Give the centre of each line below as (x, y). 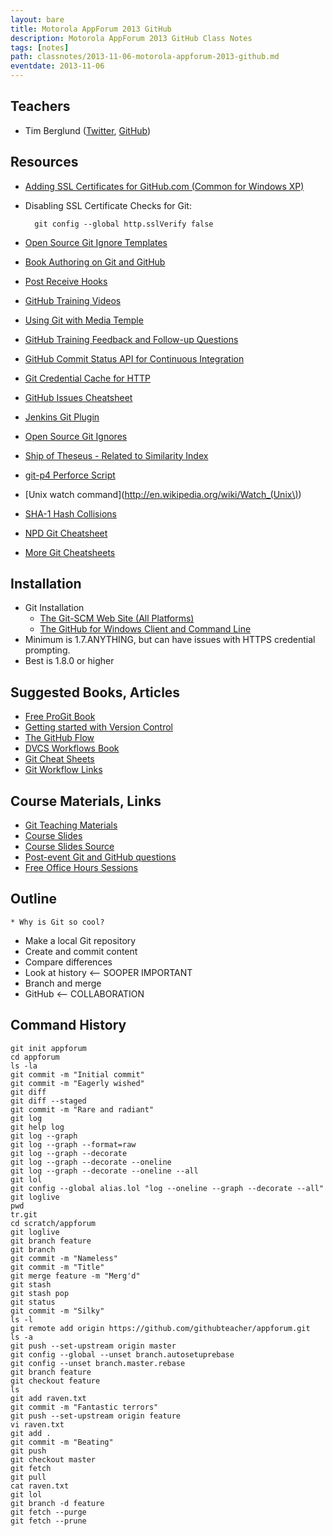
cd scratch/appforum (53, 1223)
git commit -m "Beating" (62, 1442)
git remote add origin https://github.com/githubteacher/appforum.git (160, 1328)
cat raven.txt (40, 1486)
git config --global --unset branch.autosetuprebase (122, 1354)
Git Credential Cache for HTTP (88, 378)
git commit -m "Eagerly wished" (77, 1083)
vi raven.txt (37, 1424)
